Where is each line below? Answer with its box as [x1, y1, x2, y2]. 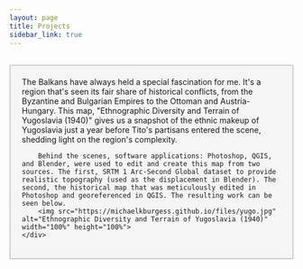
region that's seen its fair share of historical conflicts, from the [22, 87, 253, 97]
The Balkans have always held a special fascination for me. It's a [22, 77, 262, 88]
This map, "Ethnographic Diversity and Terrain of [58, 106, 240, 116]
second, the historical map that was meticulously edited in [22, 183, 257, 192]
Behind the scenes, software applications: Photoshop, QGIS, [37, 152, 272, 161]
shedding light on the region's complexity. [22, 134, 178, 145]
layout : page [9, 13, 59, 23]
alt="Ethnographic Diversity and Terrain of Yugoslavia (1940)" [22, 215, 269, 224]
